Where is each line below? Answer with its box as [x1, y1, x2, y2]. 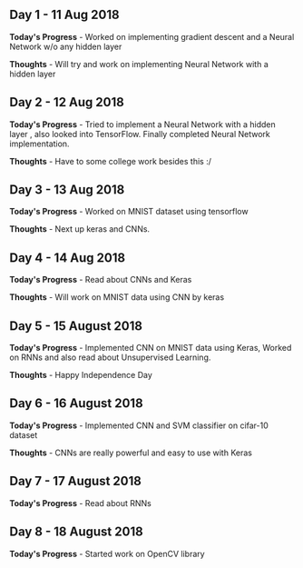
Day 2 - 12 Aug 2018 [9, 95, 124, 110]
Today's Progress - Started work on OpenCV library [9, 548, 206, 559]
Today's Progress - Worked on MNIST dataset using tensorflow [9, 206, 249, 217]
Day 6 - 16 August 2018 [9, 395, 143, 412]
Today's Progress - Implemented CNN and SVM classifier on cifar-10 [9, 420, 269, 431]
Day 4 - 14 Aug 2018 [9, 250, 125, 265]
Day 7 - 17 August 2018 [9, 473, 142, 489]
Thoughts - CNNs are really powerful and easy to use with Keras [9, 447, 252, 458]
